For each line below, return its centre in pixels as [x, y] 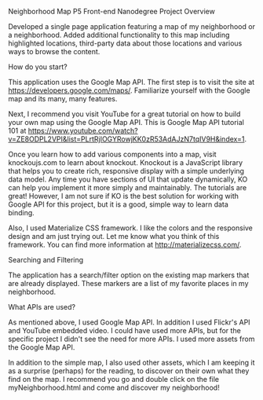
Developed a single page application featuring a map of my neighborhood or [131, 26]
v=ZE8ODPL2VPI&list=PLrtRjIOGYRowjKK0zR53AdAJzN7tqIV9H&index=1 [126, 139]
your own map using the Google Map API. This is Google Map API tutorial [126, 122]
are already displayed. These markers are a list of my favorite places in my [128, 283]
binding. [22, 213]
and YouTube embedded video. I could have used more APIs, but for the [124, 330]
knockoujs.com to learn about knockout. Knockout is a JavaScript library [126, 163]
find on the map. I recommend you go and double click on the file [114, 379]
